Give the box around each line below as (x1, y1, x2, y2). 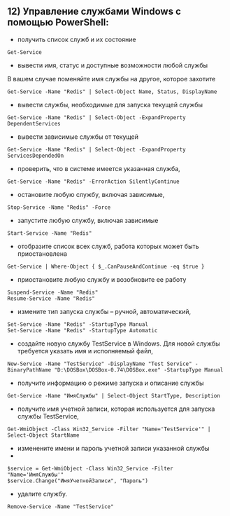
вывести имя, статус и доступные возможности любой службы (17, 61, 208, 69)
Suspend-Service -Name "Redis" (7, 289, 99, 296)
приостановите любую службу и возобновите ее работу (17, 275, 187, 283)
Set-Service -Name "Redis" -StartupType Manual (7, 320, 149, 328)
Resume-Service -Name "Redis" (7, 294, 96, 302)
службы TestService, (17, 412, 79, 420)
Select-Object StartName (7, 431, 80, 439)
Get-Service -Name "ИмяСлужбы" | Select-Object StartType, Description (7, 392, 220, 399)
